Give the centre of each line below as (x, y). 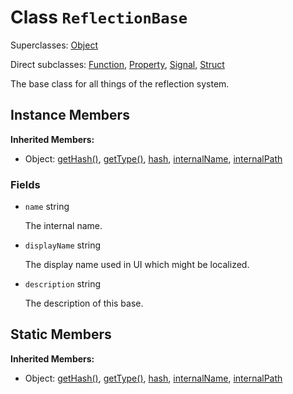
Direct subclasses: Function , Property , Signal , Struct (117, 64)
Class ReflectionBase (99, 17)
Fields (25, 184)
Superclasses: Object (54, 45)
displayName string (63, 245)
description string (63, 284)
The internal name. (63, 226)
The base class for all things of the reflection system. (120, 83)
